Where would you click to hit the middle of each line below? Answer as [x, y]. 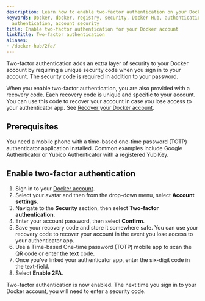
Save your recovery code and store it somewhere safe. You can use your [106, 227]
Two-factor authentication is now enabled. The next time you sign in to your [102, 285]
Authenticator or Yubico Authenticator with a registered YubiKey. [88, 154]
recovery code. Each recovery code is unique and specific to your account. [101, 95]
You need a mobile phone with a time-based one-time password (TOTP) [97, 142]
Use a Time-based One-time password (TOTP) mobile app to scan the [103, 247]
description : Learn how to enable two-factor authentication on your [97, 12]
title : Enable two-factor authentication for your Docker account [92, 29]
